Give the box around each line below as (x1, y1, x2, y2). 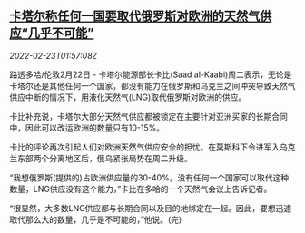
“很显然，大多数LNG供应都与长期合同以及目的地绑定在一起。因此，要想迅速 (9, 202, 292, 213)
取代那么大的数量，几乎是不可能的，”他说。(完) (9, 214, 182, 225)
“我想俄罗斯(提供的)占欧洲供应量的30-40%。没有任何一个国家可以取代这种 (9, 171, 289, 183)
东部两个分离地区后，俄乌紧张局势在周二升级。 (16, 152, 192, 163)
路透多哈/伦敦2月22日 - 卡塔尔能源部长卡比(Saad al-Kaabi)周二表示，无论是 (9, 69, 292, 80)
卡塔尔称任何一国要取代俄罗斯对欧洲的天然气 (9, 8, 261, 24)
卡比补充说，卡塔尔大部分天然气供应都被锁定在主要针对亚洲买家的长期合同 (9, 111, 288, 121)
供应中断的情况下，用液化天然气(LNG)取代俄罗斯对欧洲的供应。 (9, 92, 247, 102)
